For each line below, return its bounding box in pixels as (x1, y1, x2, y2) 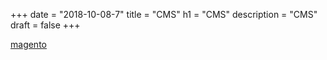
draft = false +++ (10, 19, 81, 31)
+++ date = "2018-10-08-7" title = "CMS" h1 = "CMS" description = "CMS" (10, 9, 318, 20)
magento (10, 39, 47, 50)
